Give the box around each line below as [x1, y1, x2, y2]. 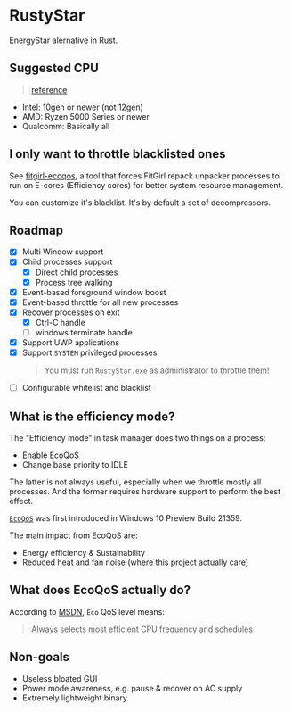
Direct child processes [35, 267, 118, 277]
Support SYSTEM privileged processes [21, 347, 158, 358]
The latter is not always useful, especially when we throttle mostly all [9, 476, 262, 487]
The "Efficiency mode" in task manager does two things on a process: [9, 432, 266, 443]
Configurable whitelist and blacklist [21, 383, 151, 393]
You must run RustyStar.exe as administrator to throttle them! [44, 365, 270, 376]
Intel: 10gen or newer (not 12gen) [21, 102, 144, 112]
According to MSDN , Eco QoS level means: [9, 606, 165, 617]
